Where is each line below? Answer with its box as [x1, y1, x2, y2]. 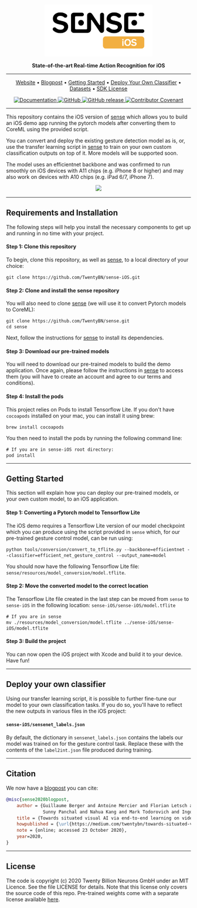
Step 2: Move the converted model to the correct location [6, 582, 148, 590]
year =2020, [16, 834, 43, 839]
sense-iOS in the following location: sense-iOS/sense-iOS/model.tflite [6, 601, 176, 608]
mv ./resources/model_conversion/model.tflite [6, 620, 122, 625]
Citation [6, 769, 36, 779]
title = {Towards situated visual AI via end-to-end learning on [16, 815, 180, 821]
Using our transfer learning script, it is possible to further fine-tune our [6, 695, 177, 702]
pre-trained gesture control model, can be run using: [6, 535, 133, 542]
